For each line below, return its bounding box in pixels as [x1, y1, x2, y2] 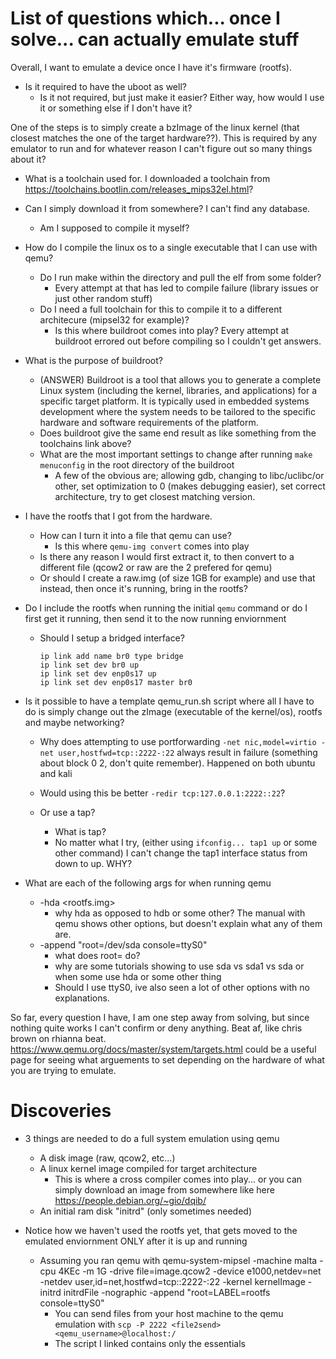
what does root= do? [54, 949, 141, 961]
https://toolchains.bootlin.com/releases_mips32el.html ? [24, 183, 254, 195]
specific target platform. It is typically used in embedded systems [39, 395, 310, 407]
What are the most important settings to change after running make [39, 448, 313, 460]
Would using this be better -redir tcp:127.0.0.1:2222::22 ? [39, 787, 286, 799]
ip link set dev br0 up [39, 660, 140, 670]
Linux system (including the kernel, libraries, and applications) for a [39, 384, 317, 396]
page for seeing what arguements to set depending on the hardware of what [10, 1053, 325, 1066]
